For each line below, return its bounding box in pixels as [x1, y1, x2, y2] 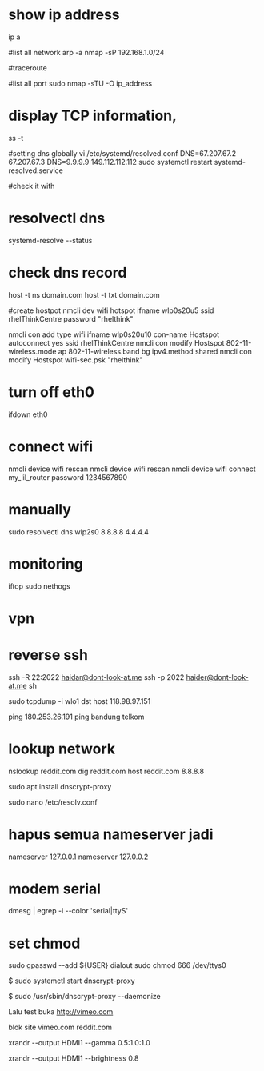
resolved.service [8, 166, 64, 175]
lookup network [8, 740, 116, 757]
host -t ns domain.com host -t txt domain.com [8, 290, 160, 299]
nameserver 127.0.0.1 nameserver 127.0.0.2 [8, 852, 149, 861]
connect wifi [8, 438, 94, 455]
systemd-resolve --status [8, 235, 93, 245]
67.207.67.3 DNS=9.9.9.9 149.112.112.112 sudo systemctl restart [8, 157, 213, 166]
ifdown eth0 [8, 410, 48, 419]
